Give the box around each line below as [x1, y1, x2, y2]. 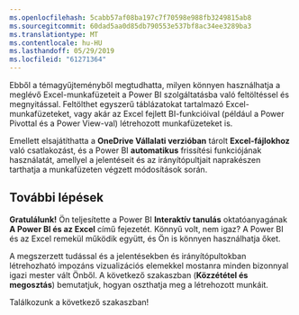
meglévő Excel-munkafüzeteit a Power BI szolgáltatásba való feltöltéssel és [9, 89, 290, 100]
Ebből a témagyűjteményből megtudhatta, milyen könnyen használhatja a [9, 80, 281, 90]
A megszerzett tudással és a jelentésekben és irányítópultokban [9, 250, 247, 261]
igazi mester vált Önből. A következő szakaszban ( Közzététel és [9, 269, 249, 280]
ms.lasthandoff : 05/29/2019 [9, 47, 115, 56]
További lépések [9, 190, 104, 205]
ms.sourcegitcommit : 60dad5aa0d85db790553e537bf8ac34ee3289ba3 [9, 22, 252, 31]
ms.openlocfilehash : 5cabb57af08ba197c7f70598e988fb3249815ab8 [9, 13, 252, 22]
